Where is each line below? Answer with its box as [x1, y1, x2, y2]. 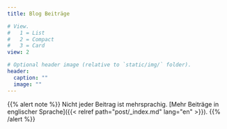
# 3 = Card [7, 43, 45, 50]
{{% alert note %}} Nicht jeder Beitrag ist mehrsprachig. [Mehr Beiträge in [7, 100, 219, 108]
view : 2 [7, 49, 30, 56]
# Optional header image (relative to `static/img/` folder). [7, 61, 191, 68]
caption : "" [13, 74, 49, 81]
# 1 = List [7, 29, 45, 36]
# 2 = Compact [7, 36, 54, 43]
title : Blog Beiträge [7, 10, 70, 17]
